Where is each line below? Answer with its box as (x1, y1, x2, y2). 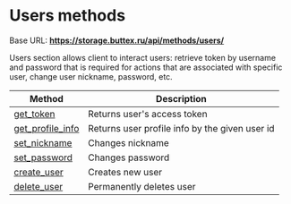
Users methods (9, 5, 126, 26)
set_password (13, 151, 73, 164)
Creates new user (88, 166, 163, 178)
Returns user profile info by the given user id (88, 122, 275, 134)
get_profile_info (13, 122, 80, 134)
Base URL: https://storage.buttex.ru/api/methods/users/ (9, 35, 225, 46)
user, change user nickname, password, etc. (9, 71, 173, 81)
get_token (13, 107, 56, 120)
